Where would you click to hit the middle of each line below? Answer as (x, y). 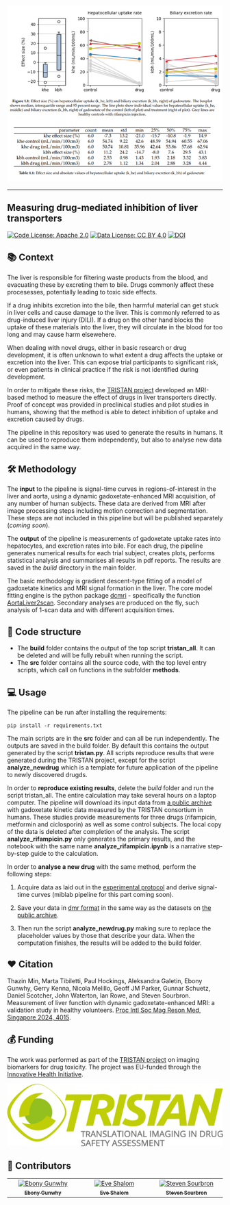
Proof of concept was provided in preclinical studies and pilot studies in (108, 404)
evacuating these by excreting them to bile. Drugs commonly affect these (111, 284)
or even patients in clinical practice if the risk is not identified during (103, 369)
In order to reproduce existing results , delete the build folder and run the (111, 788)
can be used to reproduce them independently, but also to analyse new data (115, 440)
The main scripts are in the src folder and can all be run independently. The (114, 739)
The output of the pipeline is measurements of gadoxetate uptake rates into (114, 539)
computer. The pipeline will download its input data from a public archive (110, 802)
